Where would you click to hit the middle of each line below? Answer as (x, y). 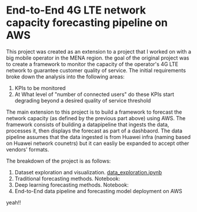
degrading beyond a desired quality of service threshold (83, 100)
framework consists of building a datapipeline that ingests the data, (88, 124)
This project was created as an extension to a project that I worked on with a (99, 51)
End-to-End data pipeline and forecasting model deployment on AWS (98, 191)
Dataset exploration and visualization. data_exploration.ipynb (88, 172)
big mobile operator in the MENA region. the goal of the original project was (98, 58)
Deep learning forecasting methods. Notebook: (71, 185)
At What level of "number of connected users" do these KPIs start (94, 94)
